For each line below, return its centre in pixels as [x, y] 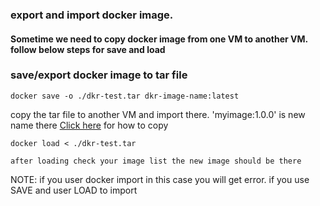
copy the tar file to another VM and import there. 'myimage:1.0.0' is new [158, 114]
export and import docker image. [92, 15]
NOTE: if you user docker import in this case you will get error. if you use [160, 179]
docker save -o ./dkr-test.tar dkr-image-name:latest [125, 96]
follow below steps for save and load [88, 49]
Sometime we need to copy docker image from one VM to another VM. [159, 39]
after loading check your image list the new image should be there [156, 161]
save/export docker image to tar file [99, 75]
